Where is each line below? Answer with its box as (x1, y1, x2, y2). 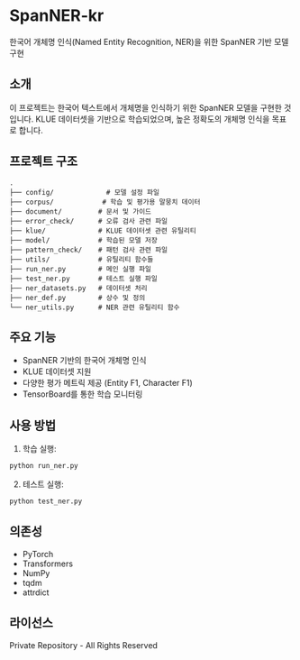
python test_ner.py (9, 497, 83, 506)
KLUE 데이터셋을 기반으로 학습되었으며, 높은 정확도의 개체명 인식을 (35, 114, 270, 124)
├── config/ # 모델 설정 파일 (9, 188, 160, 197)
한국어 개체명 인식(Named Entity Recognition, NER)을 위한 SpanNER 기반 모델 (9, 36, 289, 47)
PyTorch (22, 548, 54, 559)
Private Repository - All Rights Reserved (9, 639, 158, 650)
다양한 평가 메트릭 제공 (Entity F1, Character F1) (22, 378, 194, 389)
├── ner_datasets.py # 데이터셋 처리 (9, 283, 148, 293)
